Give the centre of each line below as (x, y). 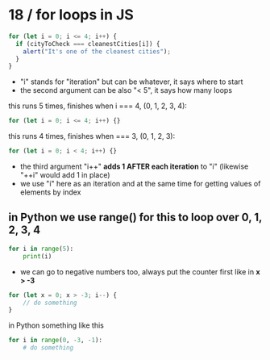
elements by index (50, 192)
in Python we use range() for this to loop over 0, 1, (135, 218)
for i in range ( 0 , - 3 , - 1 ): (56, 341)
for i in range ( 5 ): (41, 249)
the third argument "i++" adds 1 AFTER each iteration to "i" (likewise (134, 166)
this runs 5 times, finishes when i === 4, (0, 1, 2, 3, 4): (98, 106)
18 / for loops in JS (71, 15)
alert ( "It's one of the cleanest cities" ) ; (97, 51)
